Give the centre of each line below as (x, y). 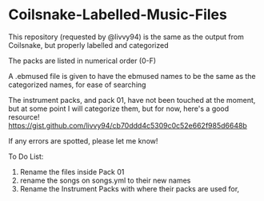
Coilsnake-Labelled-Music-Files (118, 15)
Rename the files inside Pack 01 (72, 171)
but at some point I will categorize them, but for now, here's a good (119, 108)
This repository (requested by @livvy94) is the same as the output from (126, 37)
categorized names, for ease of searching (77, 85)
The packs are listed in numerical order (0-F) (82, 61)
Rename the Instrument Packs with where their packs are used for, (130, 188)
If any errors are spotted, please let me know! (83, 140)
